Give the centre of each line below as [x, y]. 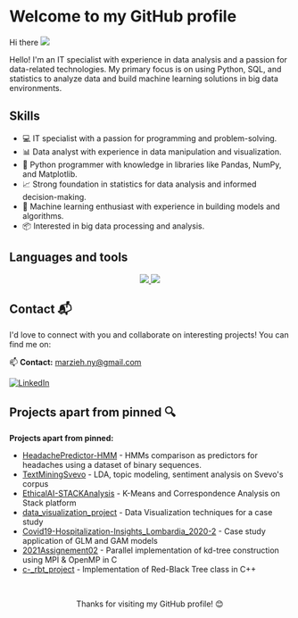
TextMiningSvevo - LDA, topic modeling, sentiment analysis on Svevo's [153, 474]
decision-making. [54, 196]
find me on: [30, 345]
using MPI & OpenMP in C [70, 560]
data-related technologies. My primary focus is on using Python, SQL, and [145, 69]
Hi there [24, 42]
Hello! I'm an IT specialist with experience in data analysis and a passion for [149, 59]
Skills [25, 117]
